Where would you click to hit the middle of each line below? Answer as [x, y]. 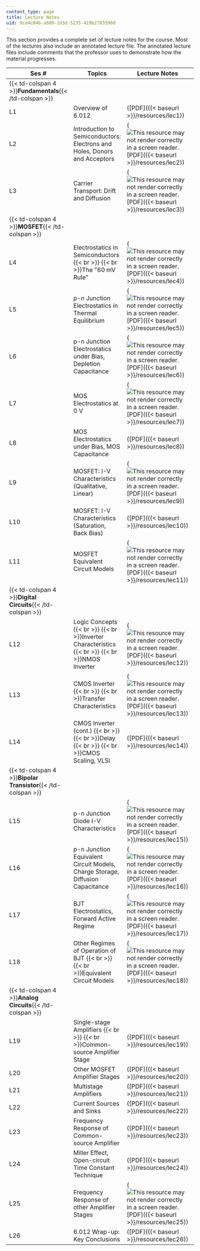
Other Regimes [94, 943]
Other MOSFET [95, 1070]
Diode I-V [87, 821]
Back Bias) [88, 533]
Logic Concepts [96, 622]
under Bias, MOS [97, 447]
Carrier [83, 184]
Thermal [85, 313]
